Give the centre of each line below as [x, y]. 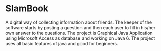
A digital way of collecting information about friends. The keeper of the [79, 22]
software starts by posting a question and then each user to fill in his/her [80, 27]
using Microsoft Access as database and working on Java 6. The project [80, 38]
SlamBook [27, 9]
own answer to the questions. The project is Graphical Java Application [79, 33]
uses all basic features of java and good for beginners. [62, 43]
